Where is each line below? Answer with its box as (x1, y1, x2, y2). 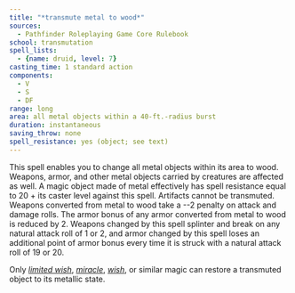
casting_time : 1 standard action (9, 63, 133, 72)
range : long (9, 104, 53, 113)
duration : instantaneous (9, 121, 101, 130)
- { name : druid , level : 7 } (17, 54, 117, 63)
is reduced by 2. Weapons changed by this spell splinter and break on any (9, 218, 281, 229)
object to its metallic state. (9, 273, 106, 284)
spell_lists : (9, 46, 58, 55)
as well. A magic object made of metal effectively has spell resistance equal (9, 180, 287, 191)
